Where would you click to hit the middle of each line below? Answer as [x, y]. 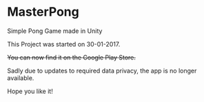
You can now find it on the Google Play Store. [72, 57]
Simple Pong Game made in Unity [55, 31]
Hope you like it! [30, 91]
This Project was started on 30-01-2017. [64, 44]
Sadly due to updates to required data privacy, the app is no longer [102, 71]
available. [21, 78]
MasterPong [43, 12]
